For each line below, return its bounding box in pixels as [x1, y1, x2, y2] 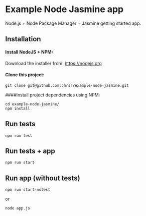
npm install [5, 106, 30, 111]
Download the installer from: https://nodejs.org [5, 60, 102, 66]
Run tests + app [5, 146, 55, 155]
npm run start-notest [5, 187, 51, 192]
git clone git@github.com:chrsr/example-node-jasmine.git [5, 83, 129, 88]
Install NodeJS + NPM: [5, 49, 54, 55]
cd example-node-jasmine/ [5, 101, 59, 106]
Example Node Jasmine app [5, 4, 124, 15]
